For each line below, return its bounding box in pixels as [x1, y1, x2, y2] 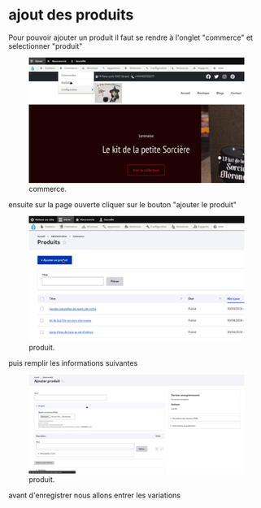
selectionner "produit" [8, 41, 83, 50]
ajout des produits [8, 6, 134, 24]
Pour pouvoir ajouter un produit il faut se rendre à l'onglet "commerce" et [8, 33, 254, 42]
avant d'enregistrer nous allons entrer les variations [8, 490, 181, 500]
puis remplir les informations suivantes [8, 358, 138, 368]
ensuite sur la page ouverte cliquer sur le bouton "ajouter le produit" [8, 200, 237, 210]
